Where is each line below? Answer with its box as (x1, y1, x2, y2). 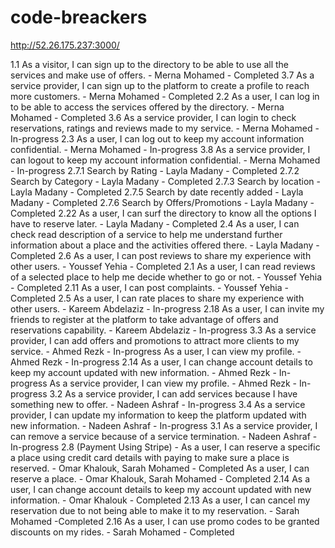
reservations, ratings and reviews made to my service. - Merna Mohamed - (10, 122, 320, 134)
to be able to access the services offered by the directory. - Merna (10, 101, 285, 113)
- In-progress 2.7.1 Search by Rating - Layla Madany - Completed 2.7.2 (10, 164, 300, 176)
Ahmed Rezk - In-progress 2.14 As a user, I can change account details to (10, 356, 313, 368)
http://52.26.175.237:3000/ (10, 39, 120, 51)
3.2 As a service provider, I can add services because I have (49, 387, 298, 400)
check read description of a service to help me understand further (10, 228, 283, 240)
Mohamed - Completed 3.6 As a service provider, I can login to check (10, 111, 297, 123)
